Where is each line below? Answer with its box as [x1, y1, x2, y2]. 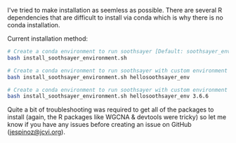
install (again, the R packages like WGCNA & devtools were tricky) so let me [7, 113, 227, 121]
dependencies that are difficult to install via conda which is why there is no [7, 13, 223, 22]
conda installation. [7, 21, 60, 29]
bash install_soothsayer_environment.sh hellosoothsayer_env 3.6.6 [7, 93, 209, 100]
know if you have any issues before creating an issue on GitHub [7, 121, 192, 129]
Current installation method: [7, 34, 88, 43]
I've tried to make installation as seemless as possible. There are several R [7, 6, 223, 14]
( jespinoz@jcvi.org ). [7, 128, 65, 136]
